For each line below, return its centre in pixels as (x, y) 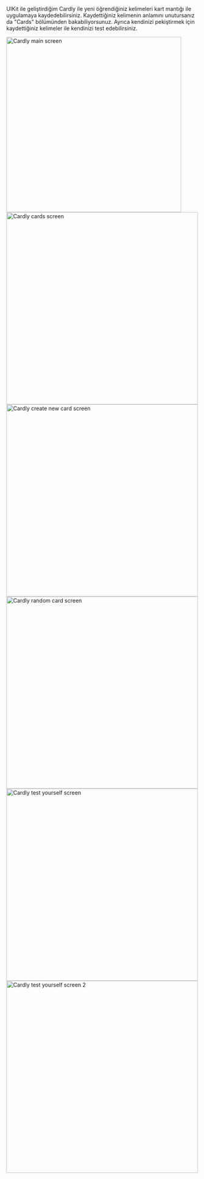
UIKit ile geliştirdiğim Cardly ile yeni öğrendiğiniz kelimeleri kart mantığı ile (99, 9)
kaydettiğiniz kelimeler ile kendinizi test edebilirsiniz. (72, 28)
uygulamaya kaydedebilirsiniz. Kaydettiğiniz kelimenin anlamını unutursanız (100, 15)
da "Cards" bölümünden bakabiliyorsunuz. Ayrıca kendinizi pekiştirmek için (100, 22)
